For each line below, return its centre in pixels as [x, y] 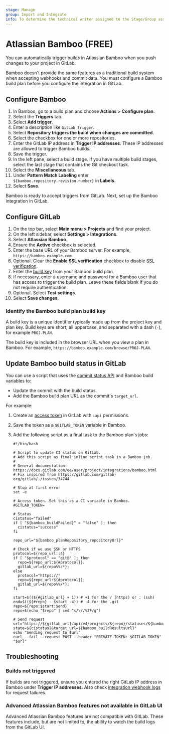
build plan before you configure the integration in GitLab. [64, 84]
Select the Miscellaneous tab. [44, 170]
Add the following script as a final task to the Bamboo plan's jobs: [80, 435]
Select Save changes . [36, 298]
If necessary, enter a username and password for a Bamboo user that [85, 277]
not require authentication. [40, 287]
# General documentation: [40, 466]
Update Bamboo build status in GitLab [66, 363]
